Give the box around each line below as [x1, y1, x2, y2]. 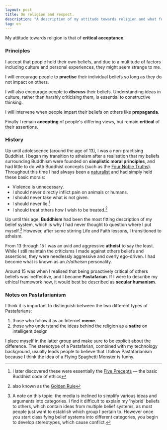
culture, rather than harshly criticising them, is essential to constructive [5, 94, 151, 100]
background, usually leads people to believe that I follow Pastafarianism [5, 349, 152, 355]
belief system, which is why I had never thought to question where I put [5, 221, 152, 227]
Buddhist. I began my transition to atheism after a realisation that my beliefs [5, 153, 160, 159]
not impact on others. [5, 79, 49, 85]
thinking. [5, 99, 23, 105]
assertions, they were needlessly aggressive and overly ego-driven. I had [5, 253, 156, 259]
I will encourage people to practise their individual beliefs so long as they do [5, 73, 162, 80]
